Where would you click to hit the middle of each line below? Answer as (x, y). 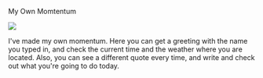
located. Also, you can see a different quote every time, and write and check (131, 57)
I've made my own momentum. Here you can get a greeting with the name (128, 41)
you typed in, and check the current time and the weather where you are (126, 49)
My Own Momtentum (42, 11)
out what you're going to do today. (64, 66)
